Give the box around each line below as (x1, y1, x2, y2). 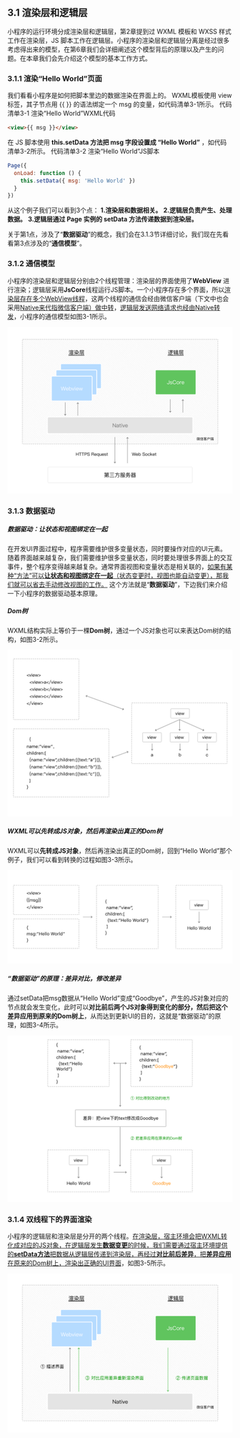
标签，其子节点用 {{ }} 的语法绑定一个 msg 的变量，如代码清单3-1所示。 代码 (7, 100, 232, 109)
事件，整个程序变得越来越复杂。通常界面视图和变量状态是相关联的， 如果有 (7, 562, 226, 570)
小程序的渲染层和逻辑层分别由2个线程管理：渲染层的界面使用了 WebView (7, 276, 221, 284)
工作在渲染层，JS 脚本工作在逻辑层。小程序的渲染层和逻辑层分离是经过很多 (7, 36, 230, 44)
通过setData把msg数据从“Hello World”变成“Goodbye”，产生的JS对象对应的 (7, 993, 229, 1002)
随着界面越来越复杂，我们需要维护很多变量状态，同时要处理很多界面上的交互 (7, 553, 233, 562)
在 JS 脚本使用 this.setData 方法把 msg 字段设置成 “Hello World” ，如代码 (7, 138, 227, 147)
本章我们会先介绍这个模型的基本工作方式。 (26, 54, 151, 62)
